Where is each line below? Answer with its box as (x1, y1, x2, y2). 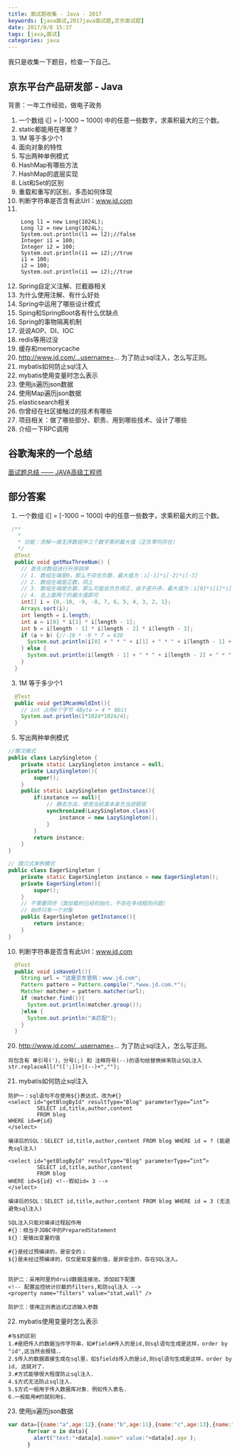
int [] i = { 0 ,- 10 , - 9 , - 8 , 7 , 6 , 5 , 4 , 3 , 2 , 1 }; (21, 598, 172, 606)
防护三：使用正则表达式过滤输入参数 (8, 1303, 99, 1311)
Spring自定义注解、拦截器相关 (18, 282, 108, 290)
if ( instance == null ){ (33, 794, 101, 801)
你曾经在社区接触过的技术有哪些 (18, 407, 113, 415)
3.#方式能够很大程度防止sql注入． (8, 1371, 97, 1378)
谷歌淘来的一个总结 (8, 447, 93, 460)
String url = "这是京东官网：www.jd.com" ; (21, 975, 142, 982)
